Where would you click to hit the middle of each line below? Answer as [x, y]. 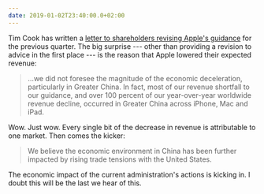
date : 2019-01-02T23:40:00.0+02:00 [67, 15]
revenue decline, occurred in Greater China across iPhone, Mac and [138, 103]
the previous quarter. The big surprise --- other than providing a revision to [130, 46]
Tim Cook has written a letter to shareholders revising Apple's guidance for [130, 38]
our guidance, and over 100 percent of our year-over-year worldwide [139, 95]
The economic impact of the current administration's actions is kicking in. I [129, 174]
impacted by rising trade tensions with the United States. [119, 159]
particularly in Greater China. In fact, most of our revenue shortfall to [138, 87]
